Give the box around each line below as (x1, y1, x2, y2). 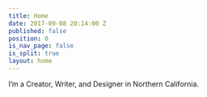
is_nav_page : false (8, 42, 74, 50)
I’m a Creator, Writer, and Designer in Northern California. (8, 78, 200, 89)
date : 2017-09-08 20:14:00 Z (8, 19, 107, 27)
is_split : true (8, 49, 60, 57)
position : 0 (8, 34, 49, 43)
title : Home (8, 11, 49, 20)
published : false (8, 27, 67, 35)
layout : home (8, 57, 53, 65)
